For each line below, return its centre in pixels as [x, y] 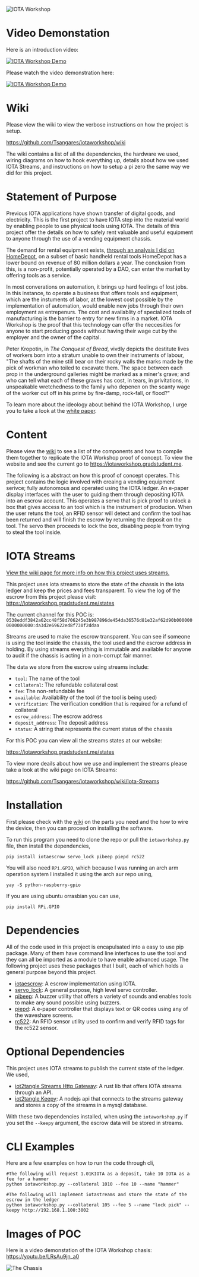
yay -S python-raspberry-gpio [44, 885]
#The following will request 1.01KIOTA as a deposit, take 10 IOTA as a [98, 1174]
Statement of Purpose [61, 197]
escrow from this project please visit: [51, 596]
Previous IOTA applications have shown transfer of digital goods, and [91, 213]
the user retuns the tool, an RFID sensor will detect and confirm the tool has [99, 513]
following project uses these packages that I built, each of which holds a [95, 966]
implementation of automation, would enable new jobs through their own [95, 305]
